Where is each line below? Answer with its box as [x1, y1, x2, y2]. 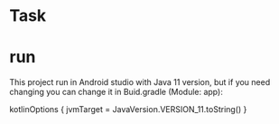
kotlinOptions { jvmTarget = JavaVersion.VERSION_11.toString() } [9, 104, 247, 115]
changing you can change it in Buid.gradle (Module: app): [9, 87, 223, 98]
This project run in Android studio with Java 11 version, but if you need [9, 77, 271, 88]
